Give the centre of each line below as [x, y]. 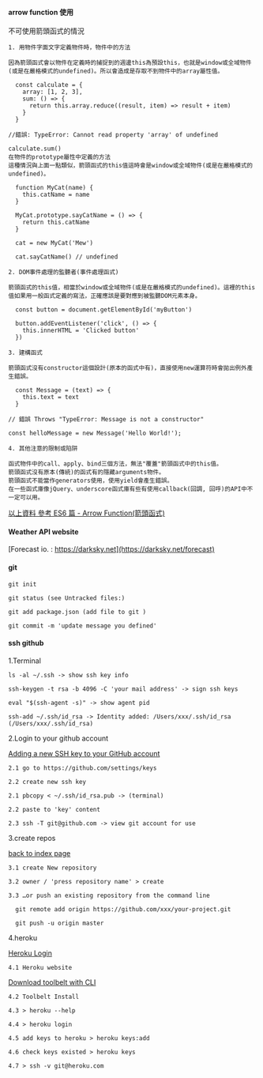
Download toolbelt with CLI [52, 982]
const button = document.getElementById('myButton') [104, 310]
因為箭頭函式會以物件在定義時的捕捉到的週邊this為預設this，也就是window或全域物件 [130, 63]
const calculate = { [49, 85]
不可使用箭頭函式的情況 [46, 31]
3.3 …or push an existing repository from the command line [109, 895]
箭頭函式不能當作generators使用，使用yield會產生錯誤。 [91, 481]
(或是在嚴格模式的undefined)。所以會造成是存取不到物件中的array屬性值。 [116, 71]
